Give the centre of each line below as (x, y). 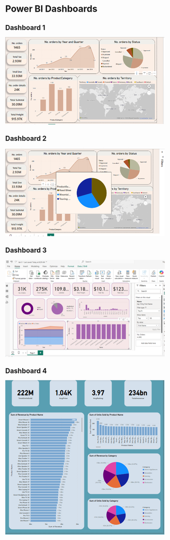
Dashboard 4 (26, 371)
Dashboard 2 (26, 138)
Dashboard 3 (26, 250)
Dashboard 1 (25, 28)
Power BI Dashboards (51, 9)
